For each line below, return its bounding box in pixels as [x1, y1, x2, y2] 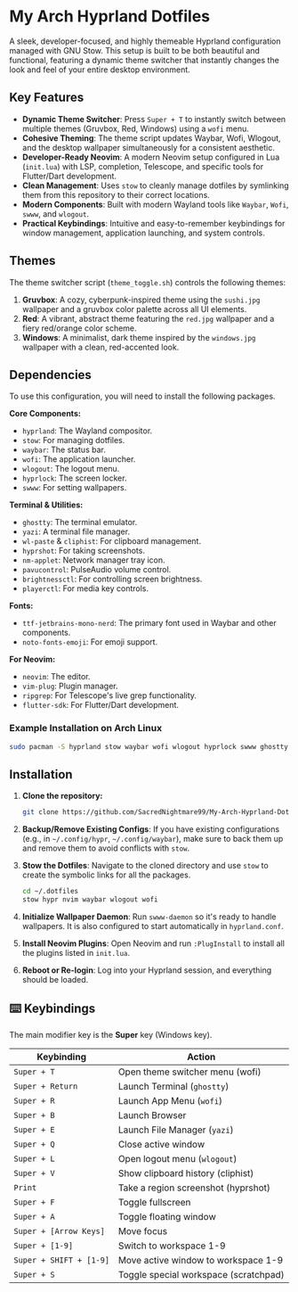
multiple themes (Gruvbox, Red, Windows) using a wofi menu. [21, 123, 249, 134]
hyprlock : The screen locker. [21, 473, 127, 483]
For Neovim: [9, 654, 56, 665]
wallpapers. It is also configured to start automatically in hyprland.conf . [21, 920, 284, 931]
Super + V [13, 1168, 55, 1178]
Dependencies [9, 367, 92, 383]
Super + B [13, 1110, 55, 1120]
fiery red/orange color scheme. [21, 323, 137, 333]
